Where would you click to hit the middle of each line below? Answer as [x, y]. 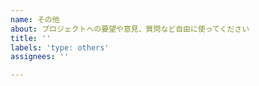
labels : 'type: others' [60, 47]
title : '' [31, 38]
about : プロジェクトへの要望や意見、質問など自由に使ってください [130, 29]
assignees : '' [40, 57]
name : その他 [35, 19]
